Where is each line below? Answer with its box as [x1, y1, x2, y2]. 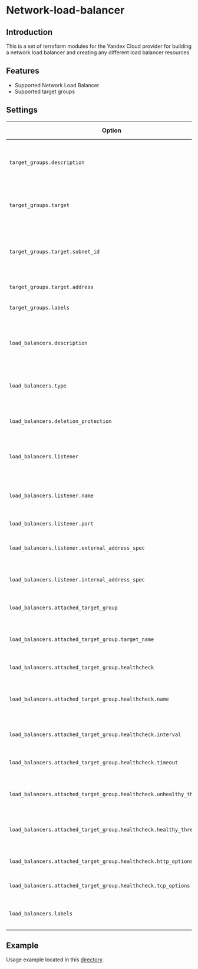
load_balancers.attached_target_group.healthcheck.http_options [9, 858, 193, 865]
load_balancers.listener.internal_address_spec [9, 576, 146, 583]
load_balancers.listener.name [9, 492, 94, 499]
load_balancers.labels [9, 910, 72, 917]
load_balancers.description [9, 340, 88, 346]
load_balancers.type [9, 382, 67, 389]
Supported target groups [14, 88, 75, 95]
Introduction [6, 27, 53, 37]
